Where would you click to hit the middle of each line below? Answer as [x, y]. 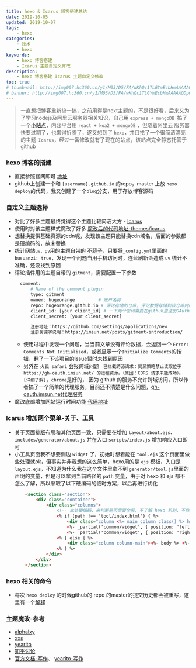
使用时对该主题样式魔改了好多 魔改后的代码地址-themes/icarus [90, 229]
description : [22, 71]
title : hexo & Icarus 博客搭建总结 [47, 11]
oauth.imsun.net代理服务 [53, 394]
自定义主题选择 [27, 207]
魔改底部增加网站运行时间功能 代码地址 [61, 402]
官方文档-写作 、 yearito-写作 [49, 659]
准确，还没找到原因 [38, 265]
